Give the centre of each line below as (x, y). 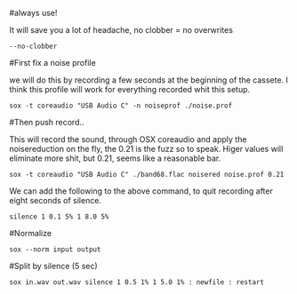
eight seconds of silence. (56, 200)
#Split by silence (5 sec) (53, 266)
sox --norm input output (55, 250)
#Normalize (30, 233)
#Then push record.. (47, 122)
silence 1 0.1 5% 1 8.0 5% (59, 217)
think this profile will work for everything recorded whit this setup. (130, 89)
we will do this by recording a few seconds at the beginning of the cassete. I (149, 80)
